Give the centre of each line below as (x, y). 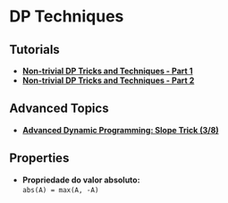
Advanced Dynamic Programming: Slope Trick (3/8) (120, 130)
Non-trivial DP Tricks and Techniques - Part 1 (107, 71)
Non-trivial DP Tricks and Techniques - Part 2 (108, 80)
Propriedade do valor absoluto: (81, 180)
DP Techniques (67, 17)
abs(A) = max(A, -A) (60, 190)
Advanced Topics (59, 109)
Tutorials (34, 50)
